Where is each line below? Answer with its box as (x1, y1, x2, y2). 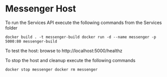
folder (5, 24, 18, 30)
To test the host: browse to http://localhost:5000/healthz (5, 47, 123, 53)
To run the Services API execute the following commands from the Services (5, 19, 162, 25)
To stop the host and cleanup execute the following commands (5, 57, 136, 63)
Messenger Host (5, 3, 76, 14)
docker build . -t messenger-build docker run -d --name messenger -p (5, 34, 156, 39)
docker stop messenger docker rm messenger (5, 67, 98, 72)
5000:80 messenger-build (5, 38, 57, 44)
